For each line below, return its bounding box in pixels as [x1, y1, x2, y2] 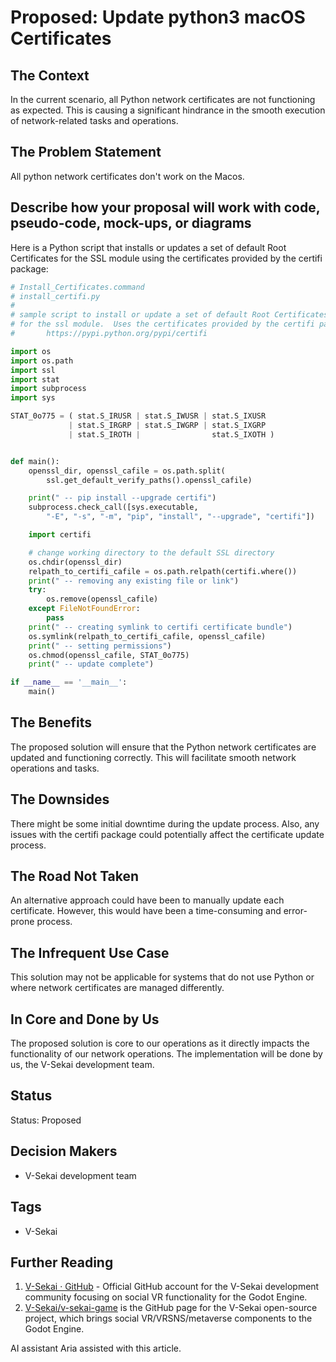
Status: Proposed [10, 1114, 82, 1126]
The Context [10, 67, 90, 84]
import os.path [10, 356, 74, 366]
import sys [10, 393, 56, 403]
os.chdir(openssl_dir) [28, 557, 123, 567]
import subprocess [10, 384, 87, 394]
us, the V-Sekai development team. [10, 1059, 155, 1071]
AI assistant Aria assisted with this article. [10, 1342, 182, 1355]
